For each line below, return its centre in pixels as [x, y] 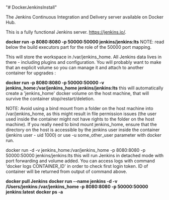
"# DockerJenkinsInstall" [31, 7]
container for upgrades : [31, 73]
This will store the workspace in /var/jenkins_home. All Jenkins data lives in [84, 57]
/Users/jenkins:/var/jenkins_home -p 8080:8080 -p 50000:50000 [77, 186]
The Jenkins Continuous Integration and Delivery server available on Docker [85, 17]
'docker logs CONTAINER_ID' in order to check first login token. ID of [77, 166]
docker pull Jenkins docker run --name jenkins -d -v [62, 181]
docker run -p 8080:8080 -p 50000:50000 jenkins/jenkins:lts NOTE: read [85, 42]
